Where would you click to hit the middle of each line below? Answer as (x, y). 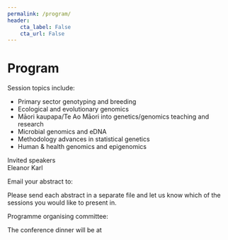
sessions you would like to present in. (62, 203)
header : (19, 20)
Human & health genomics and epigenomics (82, 147)
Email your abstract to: (40, 181)
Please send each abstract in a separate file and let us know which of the (114, 196)
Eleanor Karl (25, 168)
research (30, 124)
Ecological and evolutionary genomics (73, 109)
